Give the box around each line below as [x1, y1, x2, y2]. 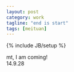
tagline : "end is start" [6, 20, 69, 26]
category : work [6, 14, 45, 20]
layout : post [6, 8, 39, 15]
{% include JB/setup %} [6, 42, 66, 49]
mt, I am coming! [6, 53, 48, 61]
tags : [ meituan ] [6, 25, 47, 32]
